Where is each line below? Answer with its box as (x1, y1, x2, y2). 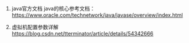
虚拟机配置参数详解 (11, 24, 59, 30)
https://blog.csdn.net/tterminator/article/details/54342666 (11, 30, 154, 37)
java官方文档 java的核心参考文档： (11, 5, 95, 12)
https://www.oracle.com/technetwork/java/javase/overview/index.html (11, 12, 183, 19)
